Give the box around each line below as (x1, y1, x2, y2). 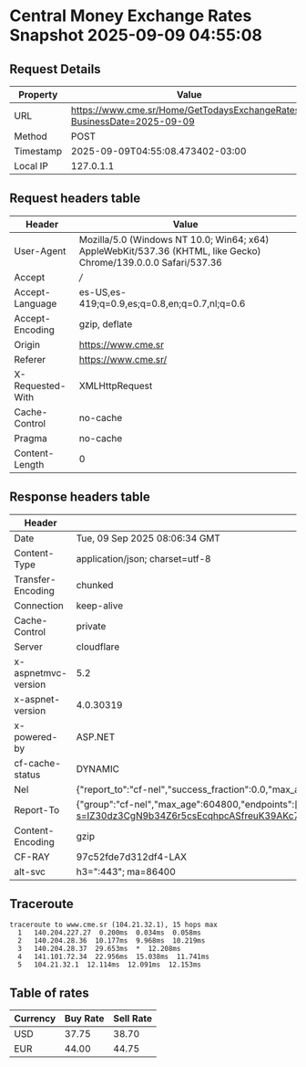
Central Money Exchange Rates (9, 5, 252, 26)
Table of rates (9, 985, 89, 1000)
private (76, 619, 107, 632)
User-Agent (14, 244, 66, 257)
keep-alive (76, 599, 124, 612)
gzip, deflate (78, 317, 133, 330)
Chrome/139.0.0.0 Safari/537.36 (78, 256, 223, 269)
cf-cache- (14, 756, 62, 769)
